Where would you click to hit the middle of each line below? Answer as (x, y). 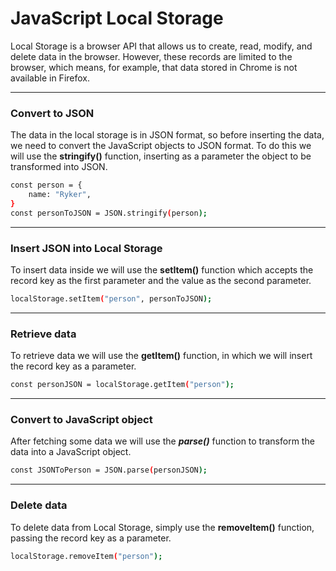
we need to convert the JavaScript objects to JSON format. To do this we (161, 146)
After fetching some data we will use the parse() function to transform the (162, 441)
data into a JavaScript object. (71, 452)
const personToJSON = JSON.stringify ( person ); (109, 213)
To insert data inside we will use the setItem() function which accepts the (162, 270)
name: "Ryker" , (60, 195)
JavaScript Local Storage (117, 18)
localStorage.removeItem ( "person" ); (86, 556)
